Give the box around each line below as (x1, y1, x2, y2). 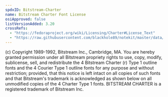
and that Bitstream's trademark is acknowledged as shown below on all (5, 75, 152, 81)
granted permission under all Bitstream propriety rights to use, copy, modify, (5, 54, 162, 60)
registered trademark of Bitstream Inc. (5, 86, 84, 92)
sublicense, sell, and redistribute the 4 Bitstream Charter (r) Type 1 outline (5, 59, 157, 65)
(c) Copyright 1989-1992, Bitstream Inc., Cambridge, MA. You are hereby (5, 48, 155, 55)
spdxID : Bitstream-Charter (5, 7, 61, 12)
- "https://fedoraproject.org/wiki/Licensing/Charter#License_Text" (9, 30, 155, 35)
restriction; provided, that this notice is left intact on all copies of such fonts (5, 70, 161, 76)
